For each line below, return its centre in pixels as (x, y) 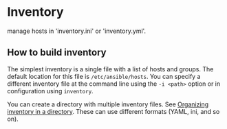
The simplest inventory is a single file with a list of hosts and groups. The (110, 69)
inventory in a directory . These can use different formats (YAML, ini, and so (113, 111)
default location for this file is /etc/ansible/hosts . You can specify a (104, 76)
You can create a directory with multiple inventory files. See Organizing (108, 104)
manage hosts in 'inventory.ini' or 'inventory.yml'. (77, 31)
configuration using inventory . (51, 91)
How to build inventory (57, 52)
